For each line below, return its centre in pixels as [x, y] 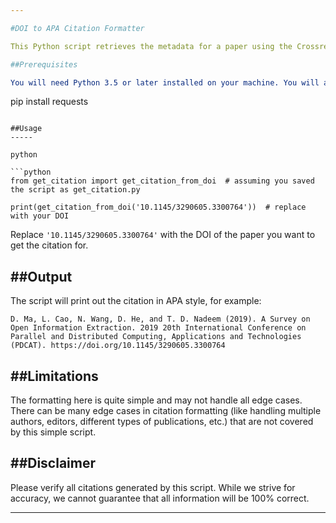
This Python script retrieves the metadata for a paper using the [151, 46]
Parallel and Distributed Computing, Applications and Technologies [156, 337]
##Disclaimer [53, 463]
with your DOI [40, 216]
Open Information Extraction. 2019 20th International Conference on [158, 328]
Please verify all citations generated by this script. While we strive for [153, 487]
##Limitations [54, 376]
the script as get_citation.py [75, 190]
